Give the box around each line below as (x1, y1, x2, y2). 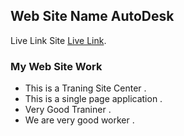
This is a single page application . (24, 93, 163, 105)
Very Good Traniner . (24, 104, 112, 116)
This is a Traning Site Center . (24, 82, 147, 94)
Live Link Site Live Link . (10, 34, 107, 46)
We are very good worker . (24, 114, 135, 126)
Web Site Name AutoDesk (10, 8, 175, 25)
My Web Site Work (10, 59, 103, 73)
